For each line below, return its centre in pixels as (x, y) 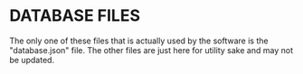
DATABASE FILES (75, 16)
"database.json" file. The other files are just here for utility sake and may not (151, 50)
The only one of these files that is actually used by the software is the (139, 41)
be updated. (32, 60)
